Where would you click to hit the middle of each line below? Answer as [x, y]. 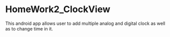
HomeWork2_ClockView [58, 9]
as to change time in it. [29, 28]
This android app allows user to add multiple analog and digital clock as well [85, 23]
